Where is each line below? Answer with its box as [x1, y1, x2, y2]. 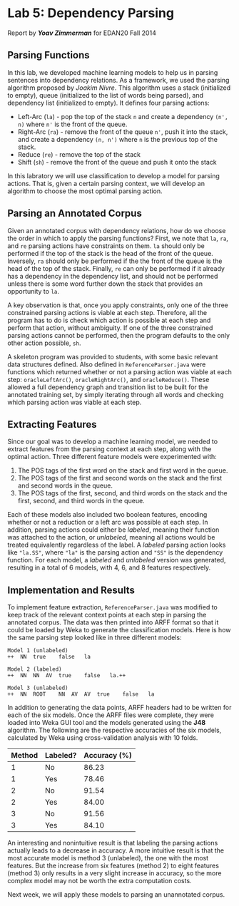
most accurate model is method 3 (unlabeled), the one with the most [7, 854, 209, 863]
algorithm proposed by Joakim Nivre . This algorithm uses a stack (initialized [7, 83, 231, 92]
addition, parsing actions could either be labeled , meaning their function [7, 525, 220, 534]
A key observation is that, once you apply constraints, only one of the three [7, 301, 228, 309]
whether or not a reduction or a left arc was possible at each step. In [7, 518, 208, 527]
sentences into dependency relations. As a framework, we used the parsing [7, 76, 230, 84]
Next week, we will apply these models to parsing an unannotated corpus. [7, 890, 225, 899]
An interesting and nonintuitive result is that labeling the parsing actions [7, 839, 218, 848]
